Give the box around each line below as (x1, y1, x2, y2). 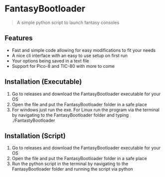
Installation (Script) (4, 132, 66, 140)
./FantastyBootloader (11, 117, 55, 123)
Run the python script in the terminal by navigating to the (11, 161, 129, 167)
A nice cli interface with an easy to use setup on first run (11, 52, 128, 58)
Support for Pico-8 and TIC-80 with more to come (11, 63, 115, 69)
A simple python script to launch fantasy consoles (16, 19, 120, 25)
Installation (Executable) (4, 78, 82, 86)
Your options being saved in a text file (11, 58, 89, 64)
